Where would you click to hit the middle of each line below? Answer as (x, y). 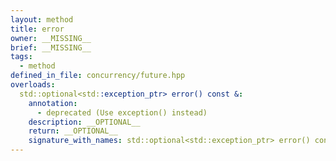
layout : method (42, 19)
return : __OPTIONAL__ (73, 131)
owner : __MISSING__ (51, 38)
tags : (21, 57)
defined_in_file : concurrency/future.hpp (98, 76)
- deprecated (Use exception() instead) (122, 112)
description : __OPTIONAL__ (84, 122)
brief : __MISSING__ (51, 47)
